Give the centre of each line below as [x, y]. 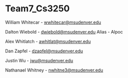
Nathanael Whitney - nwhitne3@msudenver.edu [54, 70]
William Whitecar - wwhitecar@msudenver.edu [53, 22]
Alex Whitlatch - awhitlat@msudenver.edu [48, 41]
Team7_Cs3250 [37, 9]
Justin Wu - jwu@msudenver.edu [39, 60]
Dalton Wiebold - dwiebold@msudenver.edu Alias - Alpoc [64, 32]
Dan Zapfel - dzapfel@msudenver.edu [44, 51]
